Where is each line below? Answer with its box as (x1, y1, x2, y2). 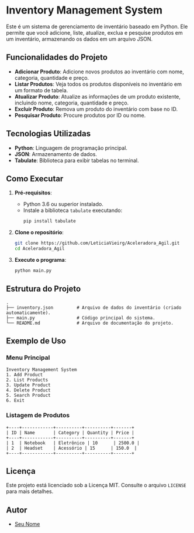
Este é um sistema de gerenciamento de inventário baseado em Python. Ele (6, 23, 188, 30)
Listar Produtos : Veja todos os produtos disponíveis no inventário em (14, 80, 182, 87)
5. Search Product (6, 393, 51, 399)
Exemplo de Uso (6, 336, 66, 346)
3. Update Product (6, 382, 51, 388)
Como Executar (6, 174, 64, 184)
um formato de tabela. (14, 86, 68, 94)
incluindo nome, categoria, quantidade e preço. (14, 99, 129, 106)
